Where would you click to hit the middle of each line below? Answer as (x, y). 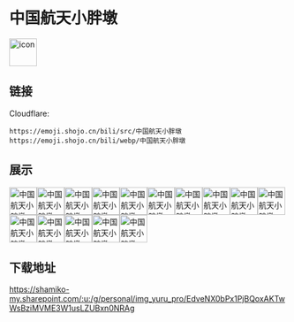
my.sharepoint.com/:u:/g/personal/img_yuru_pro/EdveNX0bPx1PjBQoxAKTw (147, 299)
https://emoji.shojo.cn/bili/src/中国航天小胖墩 (96, 131)
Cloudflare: (30, 113)
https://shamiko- (39, 289)
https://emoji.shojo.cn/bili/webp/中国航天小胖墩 (98, 141)
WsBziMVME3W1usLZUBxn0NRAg (72, 308)
